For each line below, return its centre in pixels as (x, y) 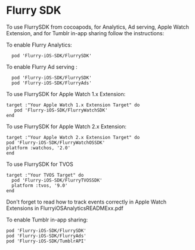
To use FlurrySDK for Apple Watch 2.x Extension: (66, 126)
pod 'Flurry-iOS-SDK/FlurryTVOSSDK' (57, 180)
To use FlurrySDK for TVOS (40, 164)
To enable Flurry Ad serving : (42, 67)
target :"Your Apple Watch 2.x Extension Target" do (73, 137)
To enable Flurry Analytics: (39, 45)
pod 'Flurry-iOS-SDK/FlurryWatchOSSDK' (56, 143)
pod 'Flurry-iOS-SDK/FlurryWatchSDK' (61, 110)
